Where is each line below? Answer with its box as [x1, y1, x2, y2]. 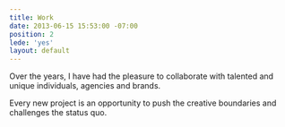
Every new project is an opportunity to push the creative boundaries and [9, 97, 277, 108]
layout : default [9, 47, 70, 55]
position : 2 [9, 30, 54, 38]
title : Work [9, 13, 54, 22]
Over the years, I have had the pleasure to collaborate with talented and [9, 71, 274, 81]
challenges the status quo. [9, 107, 108, 118]
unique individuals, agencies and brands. [9, 80, 161, 91]
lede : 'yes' [9, 38, 54, 47]
